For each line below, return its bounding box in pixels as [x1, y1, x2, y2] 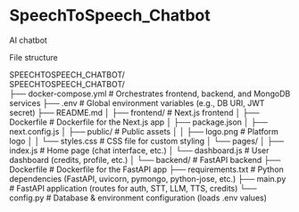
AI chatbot [9, 35, 47, 45]
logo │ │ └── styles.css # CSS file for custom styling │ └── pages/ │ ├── [9, 135, 284, 146]
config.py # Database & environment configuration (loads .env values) [9, 192, 268, 203]
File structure [9, 52, 58, 62]
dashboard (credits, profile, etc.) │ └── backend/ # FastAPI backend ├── [9, 154, 281, 165]
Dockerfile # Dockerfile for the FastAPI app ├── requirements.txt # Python [9, 164, 284, 175]
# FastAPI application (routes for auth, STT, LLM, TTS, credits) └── [9, 183, 257, 193]
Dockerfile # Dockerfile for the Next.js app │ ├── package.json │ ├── [9, 117, 268, 127]
